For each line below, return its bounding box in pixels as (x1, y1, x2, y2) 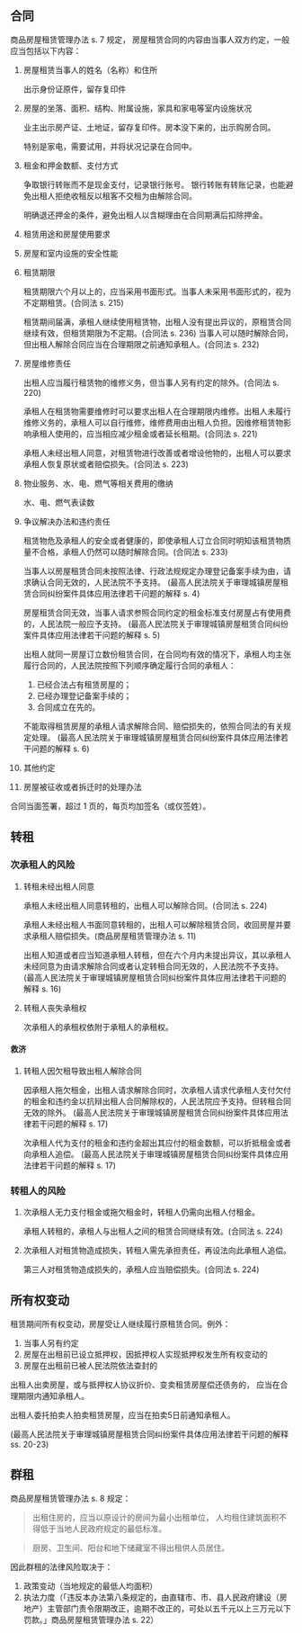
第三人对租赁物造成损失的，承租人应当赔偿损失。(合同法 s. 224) (22, 1264, 260, 1275)
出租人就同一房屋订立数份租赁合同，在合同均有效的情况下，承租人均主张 (22, 649, 291, 659)
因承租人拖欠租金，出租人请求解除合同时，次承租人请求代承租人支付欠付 (22, 1084, 291, 1095)
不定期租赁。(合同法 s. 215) (22, 297, 124, 308)
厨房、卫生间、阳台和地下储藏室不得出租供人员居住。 (31, 1542, 230, 1553)
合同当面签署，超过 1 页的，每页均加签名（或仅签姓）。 (10, 800, 211, 812)
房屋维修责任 (22, 358, 71, 369)
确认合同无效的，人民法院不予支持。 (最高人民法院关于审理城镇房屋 (31, 577, 281, 588)
